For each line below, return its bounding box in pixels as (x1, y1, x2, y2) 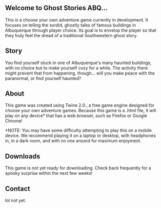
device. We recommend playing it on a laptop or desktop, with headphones (5, 133, 156, 139)
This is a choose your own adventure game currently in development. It (5, 17, 148, 23)
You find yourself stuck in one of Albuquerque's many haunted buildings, (5, 60, 152, 66)
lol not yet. (5, 198, 26, 204)
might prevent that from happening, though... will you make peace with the (5, 70, 155, 76)
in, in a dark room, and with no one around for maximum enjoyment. (5, 138, 141, 144)
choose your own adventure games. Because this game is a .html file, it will (5, 108, 156, 114)
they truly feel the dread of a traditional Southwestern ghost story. (5, 32, 138, 38)
